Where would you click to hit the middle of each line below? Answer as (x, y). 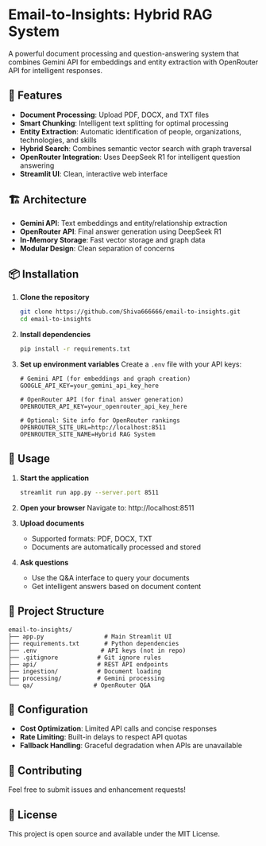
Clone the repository (54, 297)
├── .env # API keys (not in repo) (97, 650)
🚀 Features (35, 96)
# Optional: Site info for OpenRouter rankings (100, 421)
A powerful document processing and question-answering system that (124, 53)
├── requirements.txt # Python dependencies (94, 643)
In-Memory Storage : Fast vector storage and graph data (112, 239)
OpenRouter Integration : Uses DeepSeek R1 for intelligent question (130, 157)
